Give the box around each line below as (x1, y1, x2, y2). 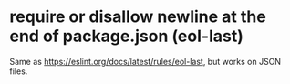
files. (9, 66, 28, 77)
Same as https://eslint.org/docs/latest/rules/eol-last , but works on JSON (9, 56, 281, 67)
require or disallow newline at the (9, 6, 266, 27)
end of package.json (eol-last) (9, 26, 243, 47)
